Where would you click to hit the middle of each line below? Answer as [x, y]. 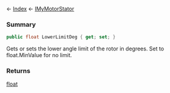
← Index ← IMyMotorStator [40, 9]
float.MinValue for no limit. [39, 55]
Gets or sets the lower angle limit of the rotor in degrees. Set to [85, 49]
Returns [18, 71]
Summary [21, 24]
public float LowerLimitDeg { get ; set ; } [61, 37]
